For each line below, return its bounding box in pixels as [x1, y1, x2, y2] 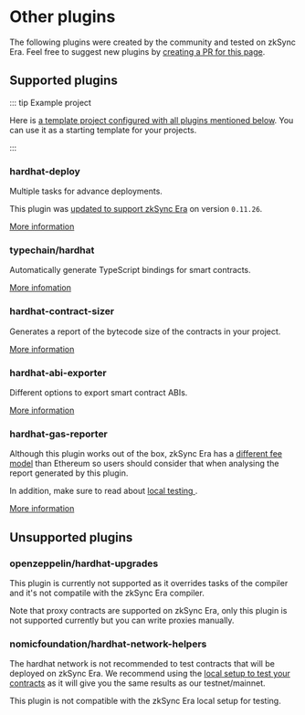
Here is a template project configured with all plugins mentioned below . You [9, 114, 294, 125]
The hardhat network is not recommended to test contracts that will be [9, 658, 276, 669]
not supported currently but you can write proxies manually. [9, 615, 235, 626]
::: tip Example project [9, 97, 91, 108]
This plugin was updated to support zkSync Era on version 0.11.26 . [9, 204, 263, 215]
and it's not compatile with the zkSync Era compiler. [9, 587, 205, 598]
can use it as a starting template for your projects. [9, 124, 197, 135]
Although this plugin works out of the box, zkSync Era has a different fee [9, 448, 283, 459]
